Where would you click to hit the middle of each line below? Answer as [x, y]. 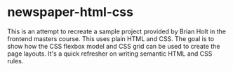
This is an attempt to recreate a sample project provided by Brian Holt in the [117, 31]
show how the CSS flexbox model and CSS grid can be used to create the [114, 46]
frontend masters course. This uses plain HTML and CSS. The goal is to [111, 38]
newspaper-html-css [70, 12]
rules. [15, 61]
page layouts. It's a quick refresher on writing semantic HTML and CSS [110, 54]
